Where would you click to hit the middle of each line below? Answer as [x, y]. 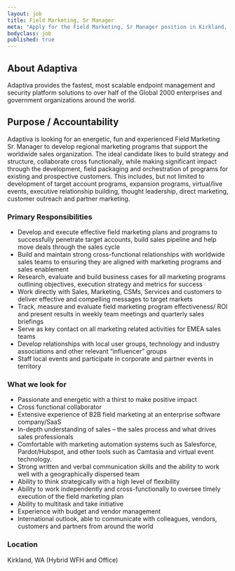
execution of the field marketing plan [70, 497]
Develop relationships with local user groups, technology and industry [119, 344]
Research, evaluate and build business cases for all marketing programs [121, 277]
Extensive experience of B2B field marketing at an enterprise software [119, 415]
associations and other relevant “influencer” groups [92, 351]
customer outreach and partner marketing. [69, 199]
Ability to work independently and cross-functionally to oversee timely [119, 489]
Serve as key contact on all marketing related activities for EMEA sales [119, 329]
